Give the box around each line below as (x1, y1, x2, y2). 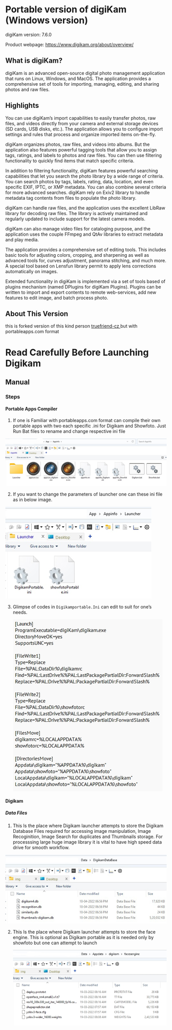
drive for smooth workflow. (12, 845, 70, 851)
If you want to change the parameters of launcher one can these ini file (12, 491, 163, 497)
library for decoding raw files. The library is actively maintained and (5, 210, 148, 216)
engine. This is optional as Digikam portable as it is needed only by (12, 934, 154, 941)
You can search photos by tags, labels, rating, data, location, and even (5, 178, 154, 184)
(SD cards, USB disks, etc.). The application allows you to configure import (5, 126, 163, 132)
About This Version (5, 309, 68, 318)
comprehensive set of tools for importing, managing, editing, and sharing (5, 81, 160, 87)
